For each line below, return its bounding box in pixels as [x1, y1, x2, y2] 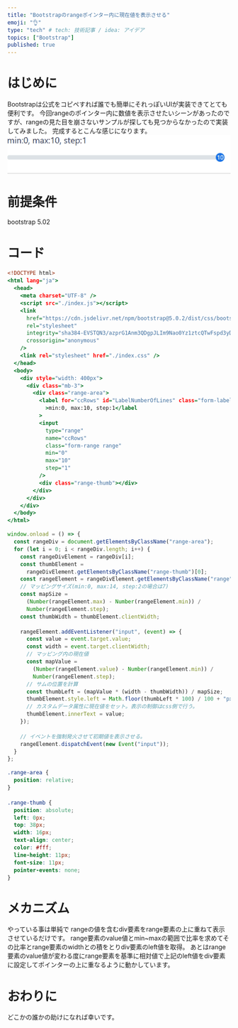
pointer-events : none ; [13, 867, 81, 874]
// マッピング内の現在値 [25, 651, 89, 658]
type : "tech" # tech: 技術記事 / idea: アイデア [7, 26, 145, 33]
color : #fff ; [13, 844, 52, 852]
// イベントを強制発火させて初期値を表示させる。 [20, 732, 146, 740]
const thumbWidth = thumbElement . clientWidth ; [20, 613, 160, 620]
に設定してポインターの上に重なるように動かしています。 [7, 961, 174, 969]
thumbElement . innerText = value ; [25, 710, 125, 718]
